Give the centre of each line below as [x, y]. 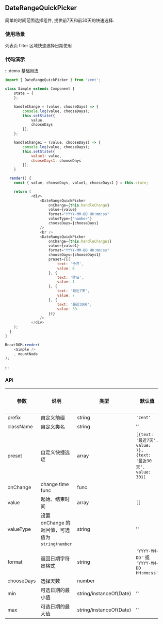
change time [55, 484]
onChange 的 [56, 523]
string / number [57, 543]
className [20, 426]
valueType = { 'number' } [70, 219]
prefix [14, 417]
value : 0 [66, 268]
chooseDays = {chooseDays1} [74, 255]
